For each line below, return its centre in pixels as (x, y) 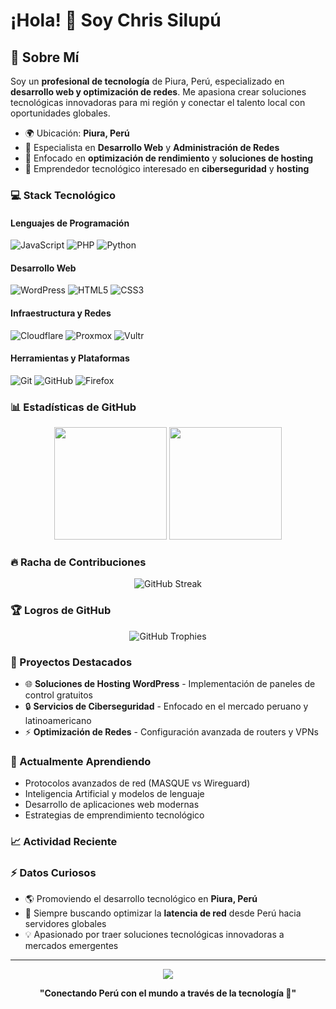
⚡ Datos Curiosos (53, 873)
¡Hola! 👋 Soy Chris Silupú (116, 20)
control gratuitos (58, 695)
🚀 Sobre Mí (45, 57)
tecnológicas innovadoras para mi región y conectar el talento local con (158, 102)
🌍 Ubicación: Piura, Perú (77, 133)
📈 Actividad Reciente (64, 842)
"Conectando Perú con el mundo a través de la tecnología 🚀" (168, 993)
